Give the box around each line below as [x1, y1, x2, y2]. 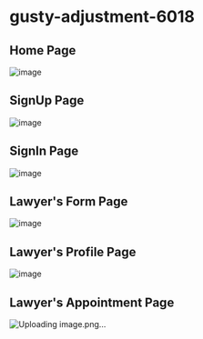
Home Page [9, 43, 76, 58]
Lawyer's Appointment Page [9, 294, 175, 310]
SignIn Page [9, 144, 79, 159]
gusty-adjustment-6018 [9, 6, 196, 27]
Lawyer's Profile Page [9, 244, 137, 260]
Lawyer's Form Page [9, 194, 128, 210]
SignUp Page [9, 93, 85, 108]
